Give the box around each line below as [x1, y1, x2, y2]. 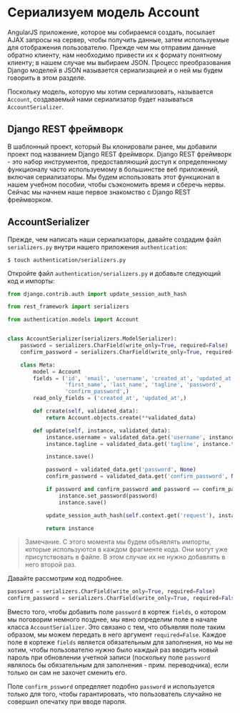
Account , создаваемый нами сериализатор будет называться [7, 94, 194, 104]
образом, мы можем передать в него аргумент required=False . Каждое [7, 630, 226, 639]
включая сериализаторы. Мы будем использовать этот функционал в [7, 172, 220, 181]
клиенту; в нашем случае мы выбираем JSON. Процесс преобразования [7, 58, 231, 66]
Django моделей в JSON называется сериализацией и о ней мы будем [7, 66, 224, 74]
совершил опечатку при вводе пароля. [7, 697, 127, 706]
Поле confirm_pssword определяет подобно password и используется [7, 682, 215, 691]
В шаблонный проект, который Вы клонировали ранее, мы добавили [7, 142, 217, 151]
